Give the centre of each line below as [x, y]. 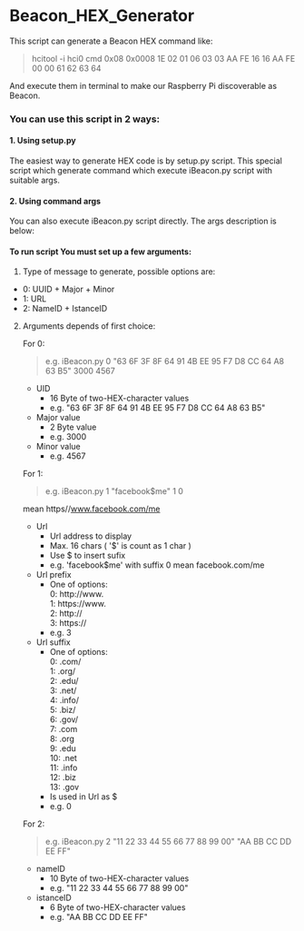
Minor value [58, 447]
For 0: [34, 344]
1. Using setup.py [43, 141]
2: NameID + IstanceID [65, 309]
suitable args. [35, 180]
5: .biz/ [63, 710]
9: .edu [63, 748]
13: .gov [64, 787]
